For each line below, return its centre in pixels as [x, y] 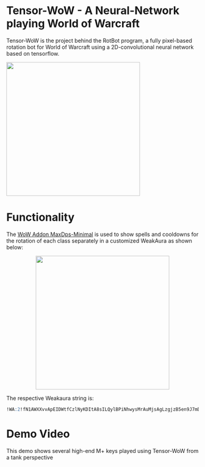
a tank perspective [30, 457]
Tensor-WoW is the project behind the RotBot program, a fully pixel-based [99, 40]
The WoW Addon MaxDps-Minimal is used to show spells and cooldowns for [103, 234]
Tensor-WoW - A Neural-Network [93, 11]
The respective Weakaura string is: [50, 398]
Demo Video [38, 434]
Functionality [41, 217]
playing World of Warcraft [73, 24]
